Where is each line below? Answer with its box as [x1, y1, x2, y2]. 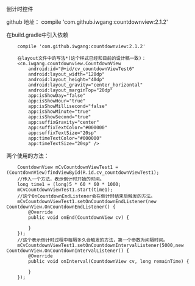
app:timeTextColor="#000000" [28, 135, 102, 141]
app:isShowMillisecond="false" [28, 103, 108, 109]
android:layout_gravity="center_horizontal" [28, 82, 143, 88]
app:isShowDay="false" [28, 93, 86, 99]
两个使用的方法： [6, 152, 49, 159]
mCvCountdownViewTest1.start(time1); [17, 187, 113, 193]
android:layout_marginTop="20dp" [28, 87, 113, 93]
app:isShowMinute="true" [28, 109, 91, 115]
